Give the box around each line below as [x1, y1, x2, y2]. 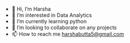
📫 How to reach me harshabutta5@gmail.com [11, 31, 125, 37]
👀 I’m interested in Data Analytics [11, 12, 92, 19]
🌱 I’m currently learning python [11, 18, 87, 24]
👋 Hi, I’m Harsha [11, 6, 51, 12]
